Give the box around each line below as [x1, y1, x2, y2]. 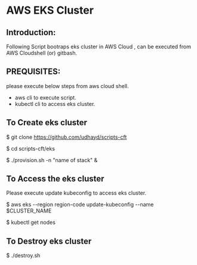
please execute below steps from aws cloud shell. [6, 82, 130, 89]
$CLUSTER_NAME [6, 207, 52, 214]
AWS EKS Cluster [6, 4, 94, 17]
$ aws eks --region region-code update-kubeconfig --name [6, 201, 154, 208]
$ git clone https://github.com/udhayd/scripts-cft [6, 133, 127, 141]
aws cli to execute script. [14, 93, 76, 101]
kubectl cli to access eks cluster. [14, 100, 96, 107]
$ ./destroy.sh [6, 252, 41, 259]
